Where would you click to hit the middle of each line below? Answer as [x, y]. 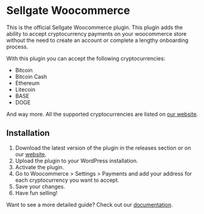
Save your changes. [40, 186]
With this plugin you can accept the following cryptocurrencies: [86, 58]
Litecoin [25, 89]
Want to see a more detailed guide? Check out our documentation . [90, 204]
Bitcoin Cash [31, 76]
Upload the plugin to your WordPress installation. [76, 161]
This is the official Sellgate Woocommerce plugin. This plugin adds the [95, 27]
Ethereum [27, 83]
